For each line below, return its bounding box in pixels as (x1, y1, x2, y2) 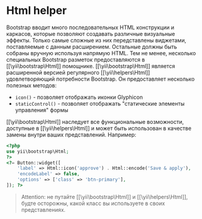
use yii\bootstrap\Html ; (6, 148, 69, 155)
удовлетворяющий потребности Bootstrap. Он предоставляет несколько (6, 75, 195, 83)
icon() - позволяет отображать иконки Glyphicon (15, 93, 143, 101)
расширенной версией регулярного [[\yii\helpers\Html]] (6, 69, 150, 76)
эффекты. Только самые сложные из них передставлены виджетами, (6, 36, 187, 44)
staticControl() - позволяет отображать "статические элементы (15, 99, 185, 107)
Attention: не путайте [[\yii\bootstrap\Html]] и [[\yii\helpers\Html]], (21, 193, 188, 200)
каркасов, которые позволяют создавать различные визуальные (6, 30, 175, 37)
